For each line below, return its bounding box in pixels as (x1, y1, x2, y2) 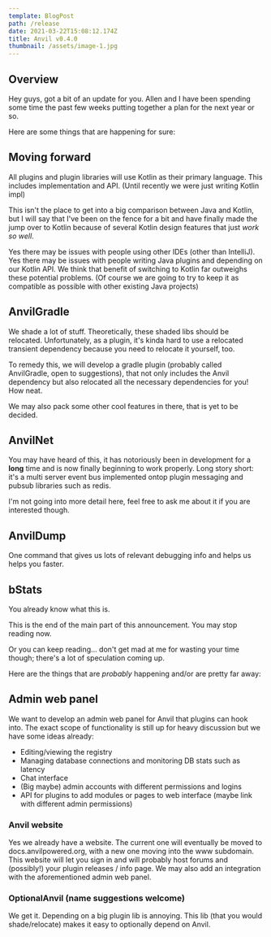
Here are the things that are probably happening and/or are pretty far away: (8, 669, 261, 678)
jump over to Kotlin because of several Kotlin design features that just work (8, 222, 260, 232)
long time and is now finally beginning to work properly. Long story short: (8, 464, 254, 473)
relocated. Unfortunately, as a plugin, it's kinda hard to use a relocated (8, 335, 243, 345)
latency (19, 764, 45, 774)
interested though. (8, 505, 71, 515)
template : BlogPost (8, 11, 75, 20)
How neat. (8, 386, 43, 395)
